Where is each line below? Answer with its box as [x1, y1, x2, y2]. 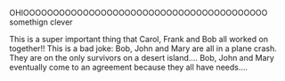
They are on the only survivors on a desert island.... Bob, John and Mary [9, 53, 274, 63]
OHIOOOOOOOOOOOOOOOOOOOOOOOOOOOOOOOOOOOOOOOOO [9, 8, 268, 18]
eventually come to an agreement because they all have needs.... [9, 62, 248, 72]
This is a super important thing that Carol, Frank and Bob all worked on [9, 34, 269, 44]
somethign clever [9, 17, 73, 27]
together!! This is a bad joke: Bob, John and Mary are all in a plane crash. [9, 43, 278, 54]
